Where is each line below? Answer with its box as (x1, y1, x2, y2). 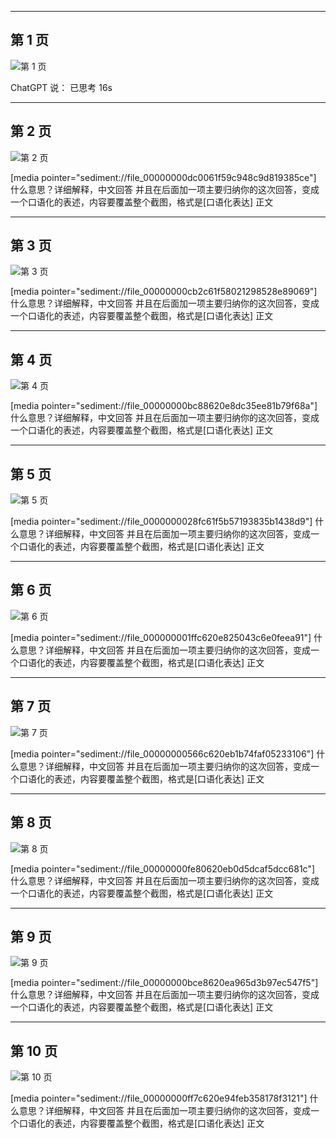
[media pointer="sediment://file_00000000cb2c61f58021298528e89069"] (10, 286, 318, 298)
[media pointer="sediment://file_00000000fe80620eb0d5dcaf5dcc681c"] (10, 862, 316, 875)
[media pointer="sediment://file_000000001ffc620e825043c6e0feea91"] (10, 631, 312, 643)
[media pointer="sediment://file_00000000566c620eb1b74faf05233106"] (10, 747, 315, 760)
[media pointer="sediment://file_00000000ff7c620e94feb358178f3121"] (10, 1092, 308, 1105)
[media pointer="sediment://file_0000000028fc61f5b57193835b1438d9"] (10, 516, 313, 528)
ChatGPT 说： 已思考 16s (10, 81, 113, 93)
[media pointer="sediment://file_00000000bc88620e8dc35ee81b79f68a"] (10, 400, 318, 412)
